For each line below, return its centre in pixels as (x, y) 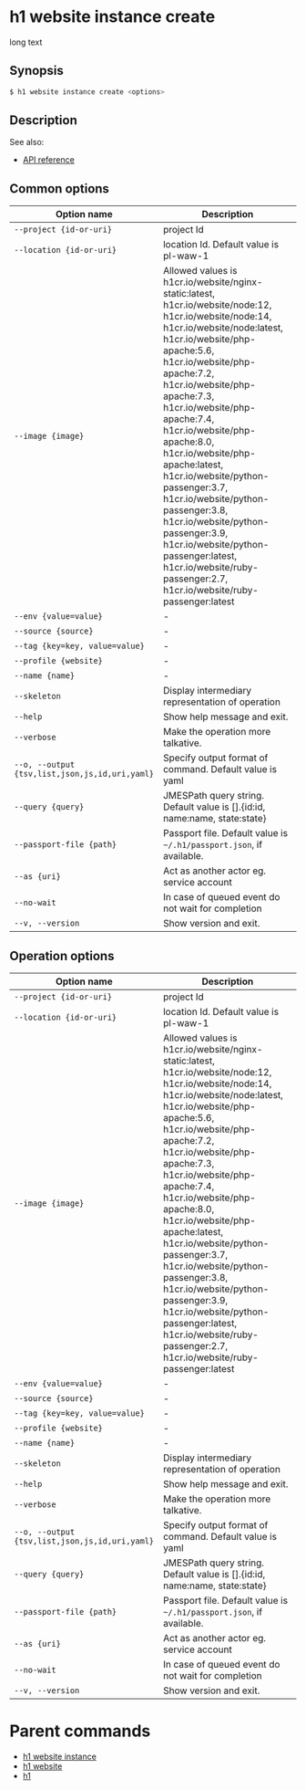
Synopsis (36, 71)
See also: (27, 142)
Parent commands (80, 1731)
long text (26, 42)
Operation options (62, 956)
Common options (59, 188)
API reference (48, 160)
